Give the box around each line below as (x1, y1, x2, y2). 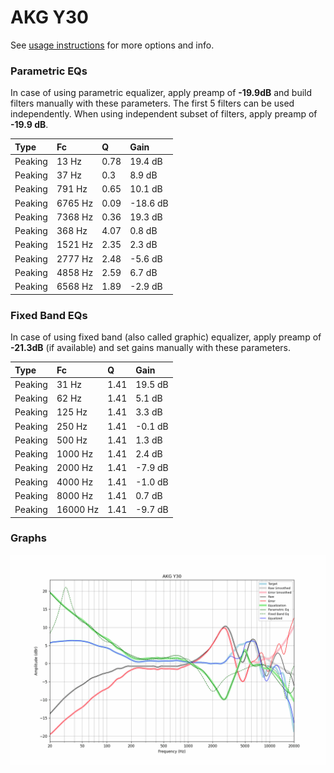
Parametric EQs (10, 64, 88, 78)
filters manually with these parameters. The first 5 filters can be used (10, 97, 295, 110)
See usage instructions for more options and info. (10, 39, 215, 51)
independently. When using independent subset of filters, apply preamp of (10, 108, 318, 120)
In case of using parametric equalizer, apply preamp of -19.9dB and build (10, 87, 313, 99)
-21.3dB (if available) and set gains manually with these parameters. (10, 342, 292, 354)
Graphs (10, 531, 47, 545)
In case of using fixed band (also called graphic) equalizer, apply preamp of (10, 331, 322, 343)
